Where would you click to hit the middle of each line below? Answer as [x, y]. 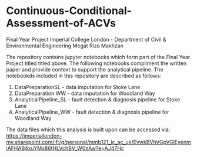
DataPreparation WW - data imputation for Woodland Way [85, 93]
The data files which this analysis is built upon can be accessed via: [88, 129]
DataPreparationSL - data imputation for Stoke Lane [77, 87]
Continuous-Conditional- [69, 11]
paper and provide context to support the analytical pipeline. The [85, 69]
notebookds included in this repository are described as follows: [84, 76]
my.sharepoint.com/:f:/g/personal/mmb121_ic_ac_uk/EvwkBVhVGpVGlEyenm [98, 142]
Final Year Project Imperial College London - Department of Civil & [86, 39]
